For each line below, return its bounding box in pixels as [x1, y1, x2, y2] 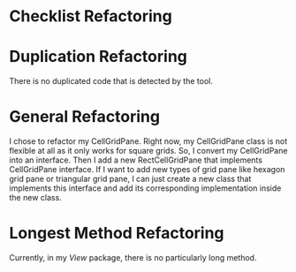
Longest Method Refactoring [9, 223, 224, 244]
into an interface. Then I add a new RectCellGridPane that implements [9, 155, 263, 165]
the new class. [9, 193, 62, 203]
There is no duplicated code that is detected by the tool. [9, 76, 214, 87]
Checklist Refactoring [9, 6, 172, 26]
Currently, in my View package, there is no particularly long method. [9, 253, 257, 262]
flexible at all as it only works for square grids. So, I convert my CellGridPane [9, 146, 288, 156]
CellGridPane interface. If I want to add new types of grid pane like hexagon [9, 164, 285, 175]
